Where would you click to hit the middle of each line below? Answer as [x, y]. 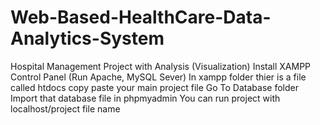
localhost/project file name [65, 108]
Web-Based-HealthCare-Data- [141, 17]
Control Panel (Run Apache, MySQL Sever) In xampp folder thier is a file [158, 77]
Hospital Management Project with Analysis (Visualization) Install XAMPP [161, 66]
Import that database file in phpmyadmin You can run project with [145, 98]
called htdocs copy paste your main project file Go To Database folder [154, 87]
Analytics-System [87, 38]
